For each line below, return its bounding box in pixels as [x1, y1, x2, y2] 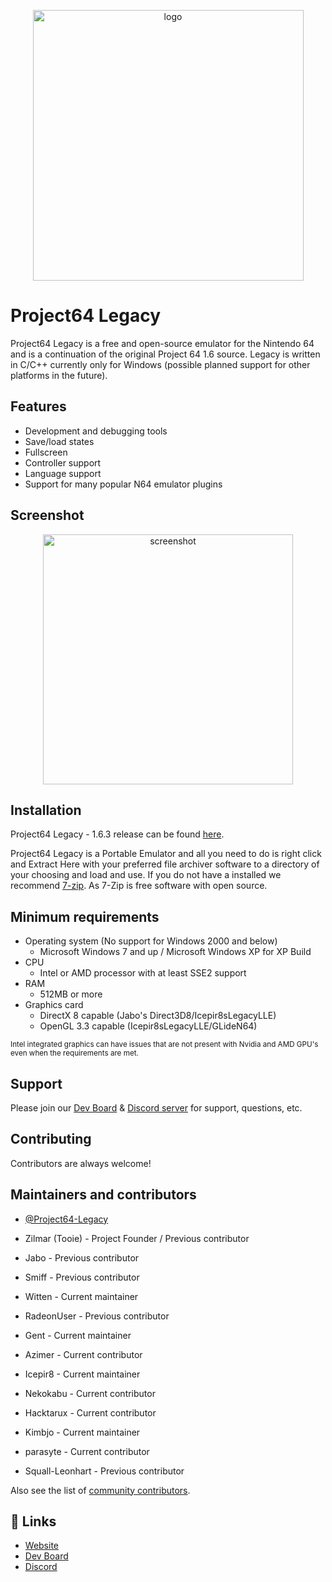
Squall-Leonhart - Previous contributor [24, 1465, 185, 1477]
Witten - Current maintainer [24, 1290, 139, 1302]
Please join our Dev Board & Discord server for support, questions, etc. [10, 1102, 303, 1114]
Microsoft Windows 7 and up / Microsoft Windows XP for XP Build [39, 946, 312, 958]
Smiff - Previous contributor [24, 1271, 140, 1283]
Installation [10, 801, 82, 819]
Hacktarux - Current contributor [24, 1406, 157, 1419]
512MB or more [39, 988, 103, 1000]
